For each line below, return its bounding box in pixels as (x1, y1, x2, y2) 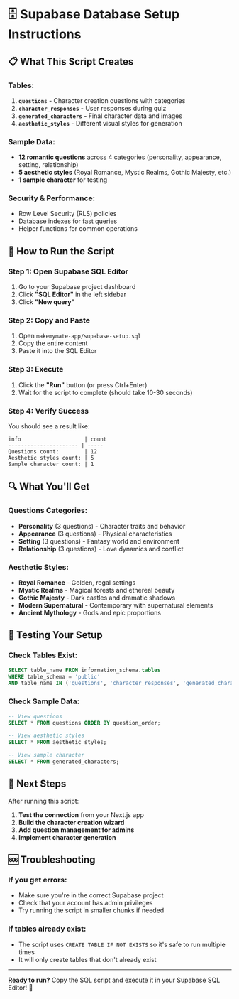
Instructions (8, 26, 82, 43)
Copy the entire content (18, 339, 88, 347)
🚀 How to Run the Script (8, 245, 115, 257)
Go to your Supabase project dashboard (18, 283, 136, 291)
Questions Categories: (8, 506, 88, 516)
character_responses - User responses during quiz (18, 104, 167, 112)
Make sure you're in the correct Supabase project (18, 891, 164, 900)
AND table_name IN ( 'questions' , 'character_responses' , (8, 680, 180, 687)
